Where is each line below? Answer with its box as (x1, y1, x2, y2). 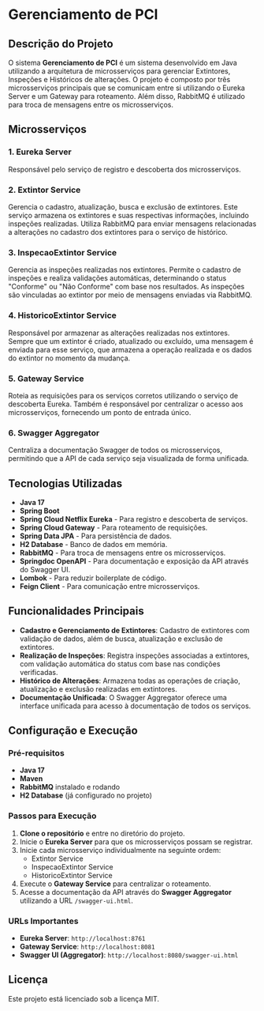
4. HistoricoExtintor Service (8, 310, 117, 321)
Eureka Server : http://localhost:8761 (19, 934, 146, 943)
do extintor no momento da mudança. (8, 353, 131, 363)
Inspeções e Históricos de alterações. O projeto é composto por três (8, 75, 231, 84)
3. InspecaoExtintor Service (8, 247, 117, 258)
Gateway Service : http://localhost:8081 (19, 942, 155, 952)
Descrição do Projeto (8, 37, 113, 51)
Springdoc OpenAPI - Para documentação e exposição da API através (19, 556, 249, 566)
